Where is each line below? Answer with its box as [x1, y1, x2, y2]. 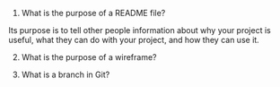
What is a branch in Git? [21, 69, 110, 80]
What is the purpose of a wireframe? [21, 52, 157, 62]
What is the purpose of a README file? [21, 8, 166, 18]
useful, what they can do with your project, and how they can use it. [8, 35, 259, 45]
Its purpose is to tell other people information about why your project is [8, 25, 271, 35]
